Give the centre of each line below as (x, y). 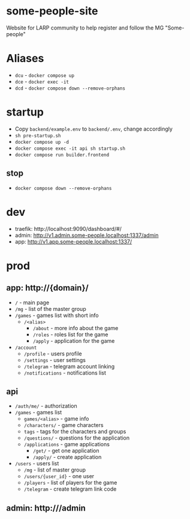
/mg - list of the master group (50, 309)
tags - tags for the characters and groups (75, 432)
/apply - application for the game (74, 340)
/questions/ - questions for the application (77, 438)
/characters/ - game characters (64, 425)
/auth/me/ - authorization (46, 406)
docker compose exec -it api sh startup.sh (70, 149)
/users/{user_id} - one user (59, 476)
